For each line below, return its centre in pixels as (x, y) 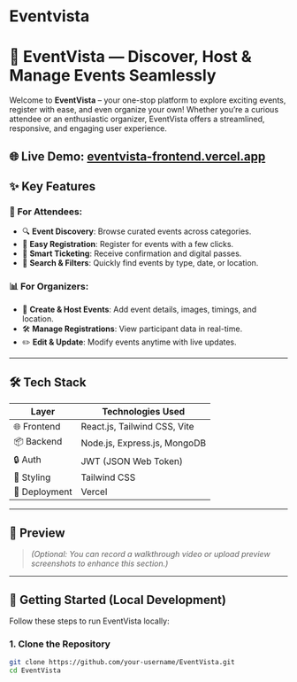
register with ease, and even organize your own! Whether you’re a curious (144, 110)
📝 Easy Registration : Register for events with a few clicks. (128, 244)
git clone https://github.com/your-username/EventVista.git (122, 663)
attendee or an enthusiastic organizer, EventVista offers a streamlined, (137, 119)
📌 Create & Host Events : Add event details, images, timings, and (139, 309)
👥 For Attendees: (46, 212)
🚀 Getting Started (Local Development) (118, 600)
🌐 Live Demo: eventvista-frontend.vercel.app (137, 156)
